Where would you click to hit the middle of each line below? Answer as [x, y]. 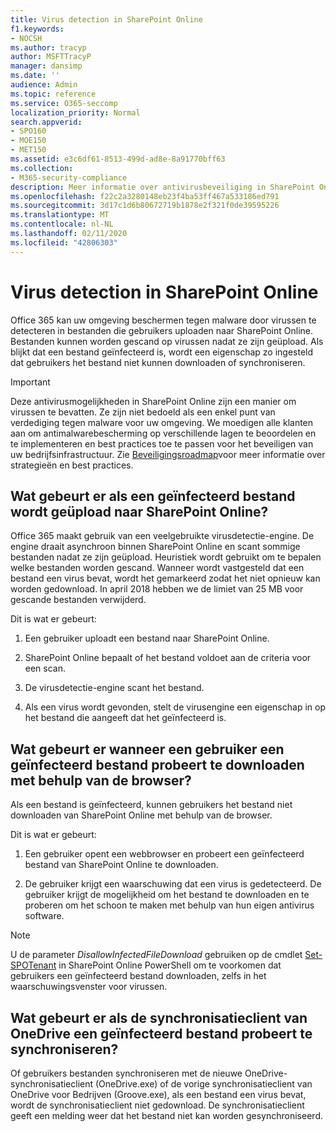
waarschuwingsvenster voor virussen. [89, 987]
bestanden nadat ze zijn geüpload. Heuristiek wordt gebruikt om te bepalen [166, 557]
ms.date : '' [35, 76]
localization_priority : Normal [75, 112]
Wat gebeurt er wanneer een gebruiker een [147, 749]
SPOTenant [33, 965]
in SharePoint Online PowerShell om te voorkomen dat [170, 965]
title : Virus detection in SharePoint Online [106, 19]
